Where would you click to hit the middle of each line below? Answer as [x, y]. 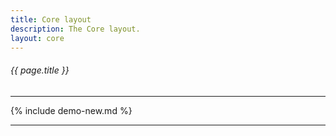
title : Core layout [51, 19]
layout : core [37, 38]
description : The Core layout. [75, 29]
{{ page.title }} [40, 70]
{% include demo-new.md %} [71, 110]
